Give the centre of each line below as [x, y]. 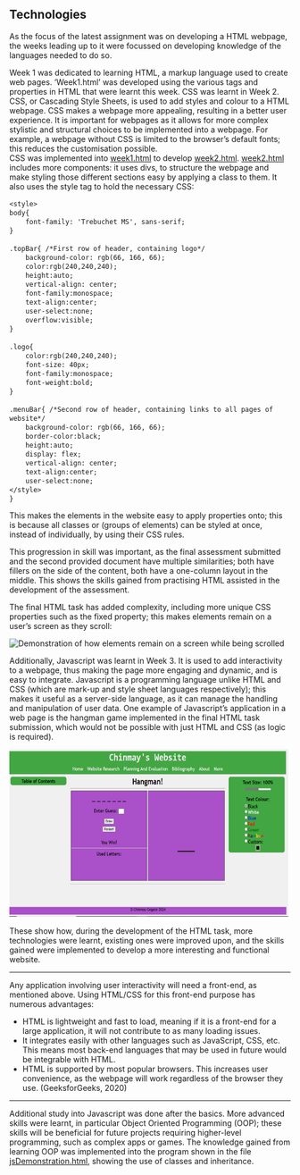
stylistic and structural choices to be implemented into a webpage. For [139, 130]
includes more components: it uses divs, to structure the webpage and [139, 167]
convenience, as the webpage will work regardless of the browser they [153, 1078]
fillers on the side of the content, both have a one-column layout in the [139, 570]
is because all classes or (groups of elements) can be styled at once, [136, 525]
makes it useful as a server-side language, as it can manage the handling [144, 698]
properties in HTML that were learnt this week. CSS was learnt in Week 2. [144, 91]
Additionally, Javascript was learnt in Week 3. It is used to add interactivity [146, 660]
